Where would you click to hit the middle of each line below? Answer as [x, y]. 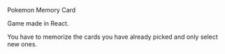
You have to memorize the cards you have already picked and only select [112, 37]
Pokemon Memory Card [42, 10]
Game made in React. [38, 23]
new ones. [22, 44]
